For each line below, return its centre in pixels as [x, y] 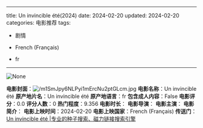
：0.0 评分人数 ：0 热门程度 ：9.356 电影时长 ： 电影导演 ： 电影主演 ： [97, 104]
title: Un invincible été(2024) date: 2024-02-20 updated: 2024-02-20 [93, 15]
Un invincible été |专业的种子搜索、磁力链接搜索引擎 [71, 119]
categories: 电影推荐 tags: [39, 23]
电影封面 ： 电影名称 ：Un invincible [101, 89]
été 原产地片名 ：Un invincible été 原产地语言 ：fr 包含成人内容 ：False [92, 96]
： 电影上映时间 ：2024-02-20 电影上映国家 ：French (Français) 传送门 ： [107, 111]
